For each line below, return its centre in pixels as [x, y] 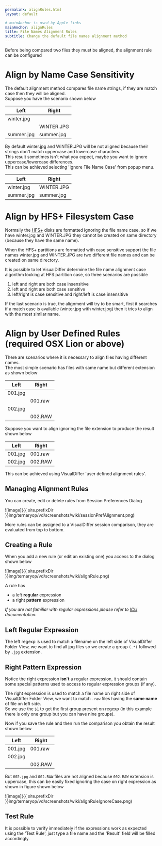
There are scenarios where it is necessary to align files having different [76, 357]
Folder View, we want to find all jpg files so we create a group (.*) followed [81, 647]
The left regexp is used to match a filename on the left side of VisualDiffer [79, 642]
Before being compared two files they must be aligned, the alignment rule [78, 50]
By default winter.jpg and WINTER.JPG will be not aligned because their [77, 146]
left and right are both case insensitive [50, 284]
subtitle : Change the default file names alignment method [66, 36]
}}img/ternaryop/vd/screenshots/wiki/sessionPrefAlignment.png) [70, 515]
